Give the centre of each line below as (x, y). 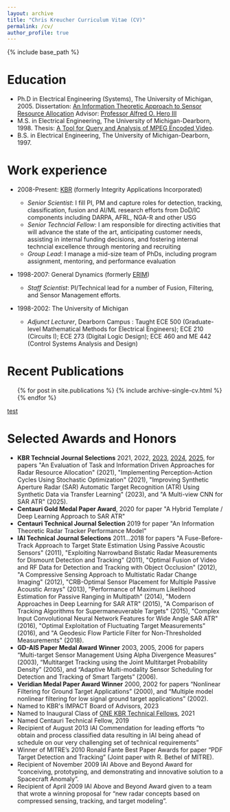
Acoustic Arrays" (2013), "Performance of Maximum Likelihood (106, 589)
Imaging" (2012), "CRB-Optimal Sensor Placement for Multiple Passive (116, 582)
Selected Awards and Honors (92, 439)
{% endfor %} (37, 398)
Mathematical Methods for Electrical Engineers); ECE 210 (123, 329)
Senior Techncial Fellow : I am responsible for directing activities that (124, 225)
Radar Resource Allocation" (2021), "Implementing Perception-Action (115, 472)
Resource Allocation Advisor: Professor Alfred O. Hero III (97, 113)
